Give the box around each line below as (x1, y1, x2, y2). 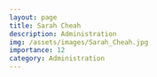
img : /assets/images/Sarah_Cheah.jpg (9, 37, 149, 47)
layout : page (9, 12, 58, 22)
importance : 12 (9, 46, 66, 55)
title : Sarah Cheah (9, 21, 82, 30)
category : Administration (9, 54, 105, 63)
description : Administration (9, 29, 117, 38)
